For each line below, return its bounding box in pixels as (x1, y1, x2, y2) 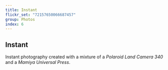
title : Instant (5, 7, 38, 13)
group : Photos (5, 17, 36, 22)
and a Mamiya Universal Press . (5, 59, 71, 65)
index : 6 (5, 21, 24, 27)
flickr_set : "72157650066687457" (5, 12, 76, 17)
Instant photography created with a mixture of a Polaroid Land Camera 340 (5, 54, 163, 60)
